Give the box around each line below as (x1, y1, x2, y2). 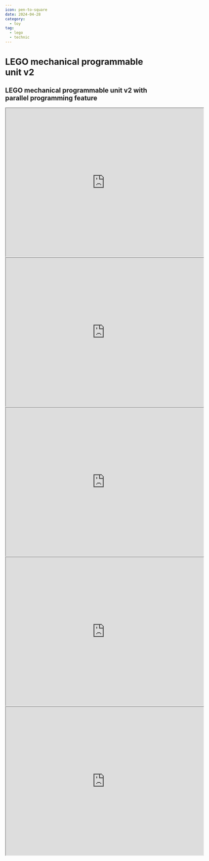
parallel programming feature (5, 94, 97, 102)
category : (5, 16, 26, 21)
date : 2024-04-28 (5, 12, 41, 17)
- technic (9, 35, 30, 40)
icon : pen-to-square (5, 7, 48, 12)
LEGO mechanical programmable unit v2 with (5, 86, 147, 95)
